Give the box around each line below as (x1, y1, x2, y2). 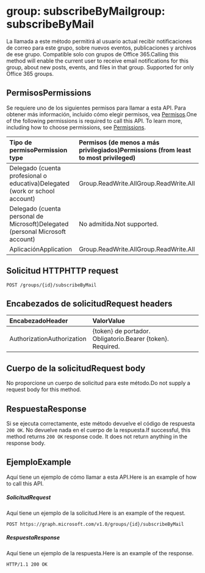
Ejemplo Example (6, 457, 71, 468)
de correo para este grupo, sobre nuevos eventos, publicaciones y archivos (6, 44, 196, 51)
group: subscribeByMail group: (6, 4, 165, 18)
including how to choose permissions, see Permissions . (6, 124, 146, 131)
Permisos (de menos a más (79, 138, 160, 146)
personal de (9, 212, 44, 220)
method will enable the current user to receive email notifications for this (6, 57, 189, 64)
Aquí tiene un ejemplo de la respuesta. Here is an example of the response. (6, 549, 194, 556)
